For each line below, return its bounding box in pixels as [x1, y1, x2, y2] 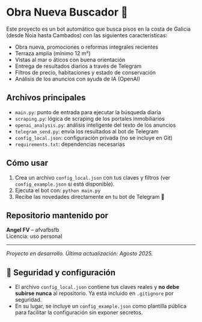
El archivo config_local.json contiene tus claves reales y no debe [14, 284, 180, 291]
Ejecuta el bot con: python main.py [14, 186, 101, 194]
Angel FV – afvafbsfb [6, 226, 60, 234]
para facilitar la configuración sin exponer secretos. [14, 309, 143, 316]
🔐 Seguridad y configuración [6, 267, 116, 278]
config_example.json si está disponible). [14, 180, 115, 187]
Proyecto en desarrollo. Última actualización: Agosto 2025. [6, 250, 153, 257]
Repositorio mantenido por [6, 210, 109, 220]
